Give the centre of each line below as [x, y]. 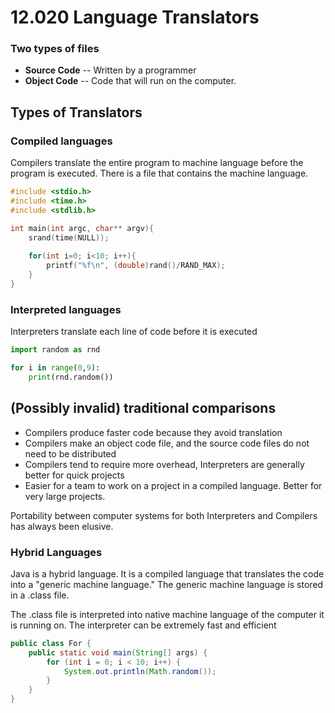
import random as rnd [55, 350]
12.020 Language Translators [135, 17]
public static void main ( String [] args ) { [118, 652]
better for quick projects [74, 475]
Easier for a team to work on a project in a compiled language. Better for [173, 485]
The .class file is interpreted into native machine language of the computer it [167, 614]
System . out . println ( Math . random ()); [140, 671]
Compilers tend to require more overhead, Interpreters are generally [164, 464]
